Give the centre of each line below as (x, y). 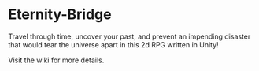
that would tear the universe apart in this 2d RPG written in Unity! (113, 44)
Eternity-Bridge (60, 15)
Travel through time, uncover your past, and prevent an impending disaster (129, 36)
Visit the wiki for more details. (56, 60)
